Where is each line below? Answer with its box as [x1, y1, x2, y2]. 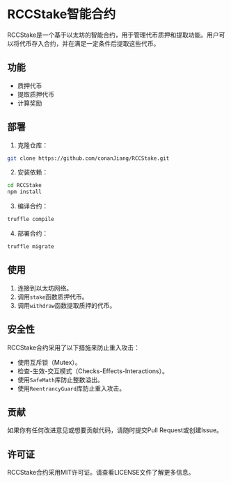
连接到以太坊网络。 [17, 284, 73, 292]
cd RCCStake [7, 182, 42, 189]
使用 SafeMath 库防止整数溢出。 [17, 375, 104, 384]
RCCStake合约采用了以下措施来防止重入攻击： [7, 343, 141, 352]
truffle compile [7, 216, 54, 223]
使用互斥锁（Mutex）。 [17, 358, 81, 366]
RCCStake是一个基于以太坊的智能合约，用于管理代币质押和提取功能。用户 [7, 31, 219, 39]
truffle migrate [7, 243, 54, 250]
